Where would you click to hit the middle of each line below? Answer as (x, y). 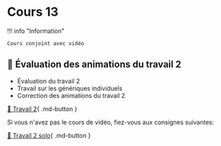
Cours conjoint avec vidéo (46, 43)
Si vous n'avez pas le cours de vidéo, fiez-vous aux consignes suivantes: (110, 122)
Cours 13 (33, 12)
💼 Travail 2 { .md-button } (42, 109)
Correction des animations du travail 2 (71, 95)
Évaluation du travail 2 (48, 81)
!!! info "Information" (36, 31)
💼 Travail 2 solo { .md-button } (49, 135)
